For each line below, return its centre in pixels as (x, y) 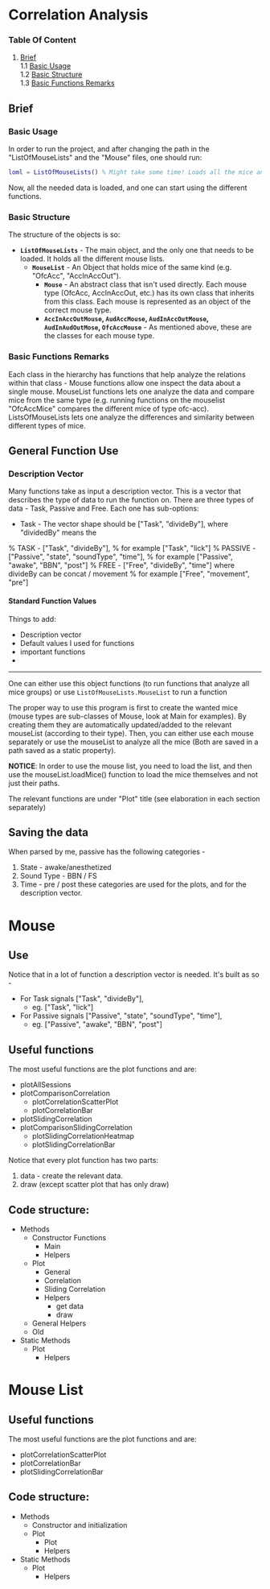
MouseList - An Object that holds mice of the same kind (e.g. (132, 267)
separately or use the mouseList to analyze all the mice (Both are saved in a (133, 742)
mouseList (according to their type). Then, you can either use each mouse (131, 733)
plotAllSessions (45, 1085)
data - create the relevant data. (71, 1176)
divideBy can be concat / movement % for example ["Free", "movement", (129, 574)
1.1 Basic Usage (45, 66)
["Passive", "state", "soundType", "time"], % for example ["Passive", (121, 557)
